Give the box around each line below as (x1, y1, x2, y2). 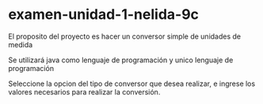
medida (8, 39, 33, 49)
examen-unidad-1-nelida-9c (8, 6, 200, 24)
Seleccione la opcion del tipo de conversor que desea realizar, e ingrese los (8, 79, 256, 88)
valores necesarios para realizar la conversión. (8, 87, 161, 96)
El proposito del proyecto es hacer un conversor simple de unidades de (8, 32, 242, 41)
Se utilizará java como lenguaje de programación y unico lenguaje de (8, 55, 234, 65)
